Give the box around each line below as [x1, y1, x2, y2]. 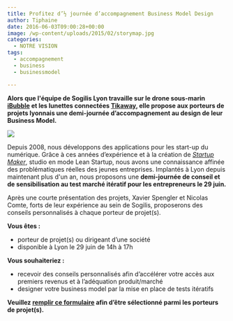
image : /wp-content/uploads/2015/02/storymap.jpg [7, 29, 155, 37]
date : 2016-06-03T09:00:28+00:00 [7, 23, 105, 30]
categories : [7, 36, 42, 43]
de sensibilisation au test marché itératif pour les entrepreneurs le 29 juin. [7, 179, 227, 188]
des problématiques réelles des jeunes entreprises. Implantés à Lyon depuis [7, 165, 225, 173]
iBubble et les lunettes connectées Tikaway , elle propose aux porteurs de [7, 101, 225, 110]
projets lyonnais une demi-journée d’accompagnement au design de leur [7, 109, 223, 117]
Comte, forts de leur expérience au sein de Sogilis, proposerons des [7, 200, 204, 209]
